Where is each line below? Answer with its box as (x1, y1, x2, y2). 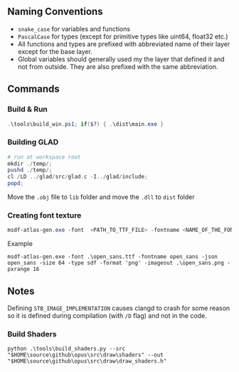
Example (7, 240, 33, 248)
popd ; (7, 180, 23, 187)
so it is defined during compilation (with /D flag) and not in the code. (7, 312, 208, 320)
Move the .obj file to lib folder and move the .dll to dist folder (7, 193, 195, 201)
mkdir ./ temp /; (7, 160, 53, 167)
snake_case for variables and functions (17, 24, 130, 33)
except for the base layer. (17, 47, 92, 55)
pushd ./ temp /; (7, 166, 53, 174)
